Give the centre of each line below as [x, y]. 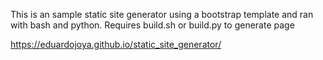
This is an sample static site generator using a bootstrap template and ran [162, 14]
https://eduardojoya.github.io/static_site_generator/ [116, 44]
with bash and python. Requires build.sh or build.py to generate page [152, 25]
